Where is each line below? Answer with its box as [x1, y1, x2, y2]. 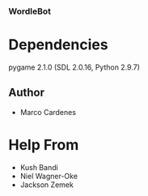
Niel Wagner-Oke [19, 171, 78, 181]
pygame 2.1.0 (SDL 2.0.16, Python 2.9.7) [8, 62, 140, 72]
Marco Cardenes [19, 107, 77, 117]
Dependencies [8, 36, 108, 54]
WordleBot [8, 6, 51, 17]
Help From [8, 135, 79, 154]
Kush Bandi [19, 162, 58, 172]
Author [8, 86, 44, 100]
